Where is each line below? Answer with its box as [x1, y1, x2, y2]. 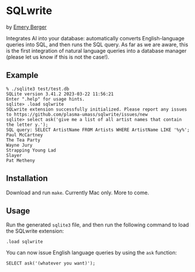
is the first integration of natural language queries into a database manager [6, 47, 187, 54]
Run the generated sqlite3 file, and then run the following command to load [6, 221, 189, 229]
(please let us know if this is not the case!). [6, 53, 110, 60]
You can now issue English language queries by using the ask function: [6, 249, 177, 256]
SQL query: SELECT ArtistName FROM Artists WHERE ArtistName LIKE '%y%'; [6, 127, 190, 133]
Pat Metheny [6, 157, 35, 163]
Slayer [6, 152, 22, 159]
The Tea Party [6, 137, 41, 143]
